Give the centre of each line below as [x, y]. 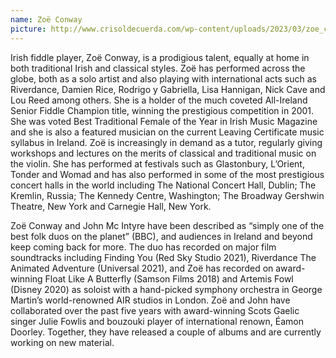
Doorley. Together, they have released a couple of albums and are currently [166, 332]
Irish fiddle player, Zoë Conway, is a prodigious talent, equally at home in [160, 57]
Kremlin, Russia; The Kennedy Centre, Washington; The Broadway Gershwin [167, 195]
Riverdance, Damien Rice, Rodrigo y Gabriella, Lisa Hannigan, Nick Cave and [168, 89]
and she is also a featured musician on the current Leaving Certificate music [167, 132]
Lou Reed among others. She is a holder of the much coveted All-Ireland [159, 100]
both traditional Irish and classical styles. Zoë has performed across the [158, 68]
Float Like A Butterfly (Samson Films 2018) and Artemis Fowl [169, 278]
